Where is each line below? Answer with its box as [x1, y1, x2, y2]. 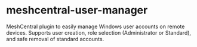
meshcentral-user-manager [6, 4, 148, 17]
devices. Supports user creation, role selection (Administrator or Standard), [6, 29, 192, 36]
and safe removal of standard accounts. [6, 35, 104, 42]
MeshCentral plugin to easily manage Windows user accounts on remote [6, 23, 185, 30]
